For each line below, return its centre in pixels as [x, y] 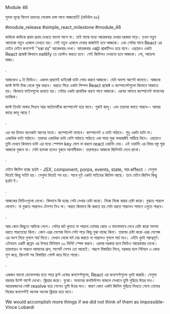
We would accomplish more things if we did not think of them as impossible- [85, 302]
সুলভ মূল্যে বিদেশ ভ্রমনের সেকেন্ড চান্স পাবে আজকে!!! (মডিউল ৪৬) [52, 17]
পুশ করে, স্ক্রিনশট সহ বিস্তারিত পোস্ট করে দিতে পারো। [43, 255]
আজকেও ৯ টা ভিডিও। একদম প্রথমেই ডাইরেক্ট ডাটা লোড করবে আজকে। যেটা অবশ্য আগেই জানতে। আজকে [83, 80]
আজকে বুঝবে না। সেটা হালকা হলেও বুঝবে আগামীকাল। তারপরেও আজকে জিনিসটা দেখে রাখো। [73, 149]
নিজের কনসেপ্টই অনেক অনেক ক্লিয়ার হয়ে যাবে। [40, 292]
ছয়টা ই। [12, 181]
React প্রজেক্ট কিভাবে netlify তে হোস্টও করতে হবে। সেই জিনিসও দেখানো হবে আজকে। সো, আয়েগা [80, 54]
